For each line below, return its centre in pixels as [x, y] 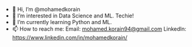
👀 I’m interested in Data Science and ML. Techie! [73, 16]
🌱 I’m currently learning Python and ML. [62, 22]
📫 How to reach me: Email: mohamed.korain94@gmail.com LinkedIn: [99, 29]
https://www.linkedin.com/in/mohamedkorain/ [70, 37]
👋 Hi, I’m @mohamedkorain [46, 9]
